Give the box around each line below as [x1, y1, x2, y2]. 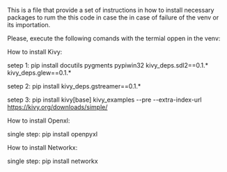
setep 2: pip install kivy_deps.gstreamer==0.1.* [7, 82, 141, 90]
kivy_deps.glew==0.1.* [7, 69, 72, 77]
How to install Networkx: [7, 143, 78, 152]
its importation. [7, 21, 51, 29]
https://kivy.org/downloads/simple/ [7, 103, 108, 111]
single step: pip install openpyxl [7, 130, 98, 138]
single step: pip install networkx [7, 157, 99, 165]
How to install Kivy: [7, 48, 63, 56]
